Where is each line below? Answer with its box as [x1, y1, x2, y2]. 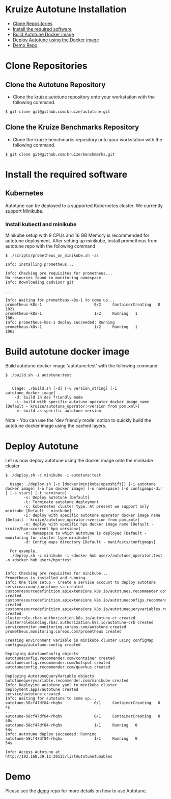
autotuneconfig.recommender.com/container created [5, 656, 115, 661]
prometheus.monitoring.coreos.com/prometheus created [5, 629, 122, 634]
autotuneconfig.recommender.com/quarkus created [5, 664, 110, 669]
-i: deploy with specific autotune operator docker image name [23, 513, 160, 518]
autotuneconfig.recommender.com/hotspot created [5, 660, 110, 665]
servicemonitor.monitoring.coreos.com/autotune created [5, 624, 126, 630]
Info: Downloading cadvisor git [5, 280, 74, 285]
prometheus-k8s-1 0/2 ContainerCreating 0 [5, 302, 160, 307]
